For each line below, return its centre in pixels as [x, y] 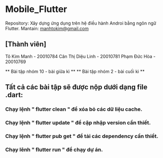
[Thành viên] [26, 44]
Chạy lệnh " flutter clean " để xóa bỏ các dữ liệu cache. [74, 109]
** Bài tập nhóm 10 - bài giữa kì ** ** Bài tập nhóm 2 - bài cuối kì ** [75, 71]
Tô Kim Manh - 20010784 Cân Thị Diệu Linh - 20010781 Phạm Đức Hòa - [80, 56]
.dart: [14, 95]
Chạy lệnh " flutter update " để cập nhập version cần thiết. [78, 122]
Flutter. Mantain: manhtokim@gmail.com [47, 28]
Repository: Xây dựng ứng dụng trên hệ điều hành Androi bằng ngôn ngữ [81, 23]
